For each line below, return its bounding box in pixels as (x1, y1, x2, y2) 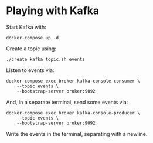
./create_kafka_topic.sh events (6, 56, 85, 62)
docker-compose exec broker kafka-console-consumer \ (6, 78, 141, 84)
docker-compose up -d (6, 35, 59, 40)
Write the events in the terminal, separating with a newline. (6, 130, 148, 137)
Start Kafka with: (6, 23, 47, 30)
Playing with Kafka (6, 4, 100, 18)
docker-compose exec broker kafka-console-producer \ (6, 110, 141, 115)
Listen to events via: (6, 66, 55, 74)
